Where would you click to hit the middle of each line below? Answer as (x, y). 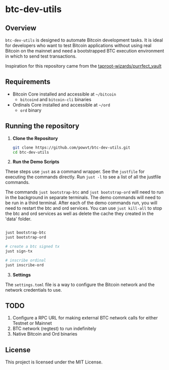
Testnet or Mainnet (32, 323)
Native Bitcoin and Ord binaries (45, 334)
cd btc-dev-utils (31, 152)
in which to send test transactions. (41, 56)
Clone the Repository (35, 138)
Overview (21, 28)
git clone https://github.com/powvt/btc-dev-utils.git (71, 148)
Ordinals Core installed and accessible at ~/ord (61, 105)
